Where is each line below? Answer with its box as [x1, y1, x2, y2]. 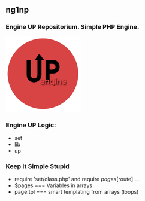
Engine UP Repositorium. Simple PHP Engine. [5, 23, 140, 31]
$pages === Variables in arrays [14, 182, 93, 189]
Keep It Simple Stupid [5, 162, 70, 170]
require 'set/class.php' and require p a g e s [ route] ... [14, 176, 140, 183]
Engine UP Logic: [5, 121, 56, 129]
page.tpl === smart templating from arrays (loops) [14, 188, 139, 196]
